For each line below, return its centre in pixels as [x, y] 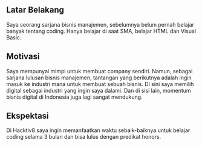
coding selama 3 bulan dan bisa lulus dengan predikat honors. [84, 137]
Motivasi [23, 57]
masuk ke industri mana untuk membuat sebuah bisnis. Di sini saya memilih [100, 84]
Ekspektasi [28, 116]
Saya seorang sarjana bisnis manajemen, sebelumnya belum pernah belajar [100, 24]
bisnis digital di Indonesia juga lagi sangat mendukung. [75, 97]
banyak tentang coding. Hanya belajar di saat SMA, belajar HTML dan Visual [101, 31]
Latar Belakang [35, 10]
